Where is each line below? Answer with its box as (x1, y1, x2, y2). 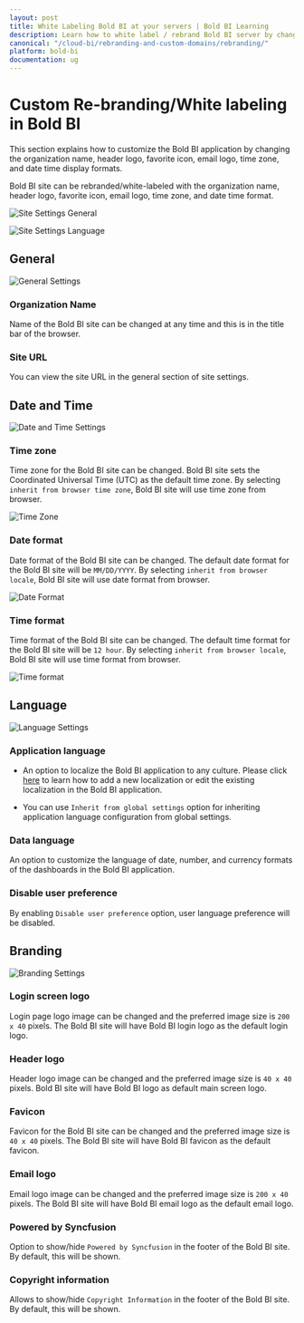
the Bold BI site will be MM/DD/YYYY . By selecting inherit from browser (9, 564, 269, 575)
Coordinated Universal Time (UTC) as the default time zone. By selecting (9, 475, 280, 486)
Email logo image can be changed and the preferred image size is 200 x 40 (9, 1188, 289, 1199)
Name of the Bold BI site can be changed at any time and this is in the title (9, 319, 285, 330)
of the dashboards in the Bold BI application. (9, 864, 175, 875)
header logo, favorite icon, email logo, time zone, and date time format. (9, 189, 274, 200)
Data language (9, 835, 75, 847)
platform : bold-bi (9, 47, 79, 56)
